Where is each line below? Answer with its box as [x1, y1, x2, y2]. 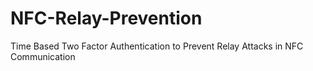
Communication [10, 50, 76, 62]
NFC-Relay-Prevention [10, 7, 203, 30]
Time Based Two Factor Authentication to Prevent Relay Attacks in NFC [10, 40, 304, 52]
